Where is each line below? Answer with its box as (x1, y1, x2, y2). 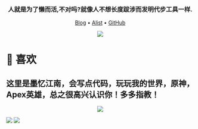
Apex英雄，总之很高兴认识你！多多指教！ (6, 89, 160, 99)
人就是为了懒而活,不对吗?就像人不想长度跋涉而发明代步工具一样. (8, 5, 193, 13)
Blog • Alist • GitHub (75, 19, 126, 26)
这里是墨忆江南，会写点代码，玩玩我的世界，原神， (6, 78, 194, 89)
